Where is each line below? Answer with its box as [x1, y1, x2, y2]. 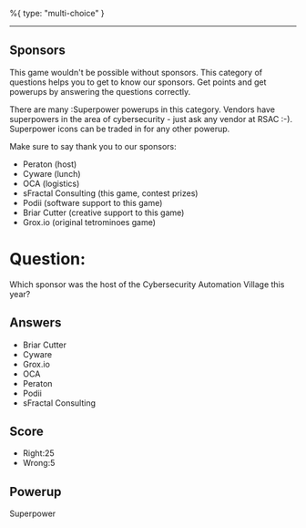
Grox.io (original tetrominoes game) [22, 216, 157, 227]
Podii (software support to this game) [22, 197, 163, 208]
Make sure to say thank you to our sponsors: [9, 140, 177, 151]
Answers [9, 315, 62, 331]
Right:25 [22, 448, 55, 459]
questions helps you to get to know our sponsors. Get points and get [9, 77, 267, 88]
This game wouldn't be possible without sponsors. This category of [9, 67, 262, 78]
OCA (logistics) [22, 178, 80, 189]
